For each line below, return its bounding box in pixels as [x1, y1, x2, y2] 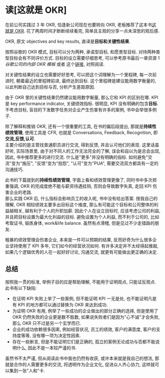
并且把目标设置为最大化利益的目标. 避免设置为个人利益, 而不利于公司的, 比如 [5, 214, 159, 220]
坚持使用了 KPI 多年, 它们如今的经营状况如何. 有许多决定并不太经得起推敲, [9, 242, 159, 249]
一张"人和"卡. [18, 368, 45, 374]
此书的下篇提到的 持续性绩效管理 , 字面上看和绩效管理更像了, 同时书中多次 [5, 177, 153, 183]
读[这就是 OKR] [5, 4, 67, 16]
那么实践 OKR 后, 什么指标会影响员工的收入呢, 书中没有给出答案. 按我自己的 [5, 195, 158, 201]
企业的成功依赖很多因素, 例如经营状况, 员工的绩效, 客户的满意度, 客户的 [12, 326, 156, 332]
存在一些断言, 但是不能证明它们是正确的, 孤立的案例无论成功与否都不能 [12, 339, 156, 344]
